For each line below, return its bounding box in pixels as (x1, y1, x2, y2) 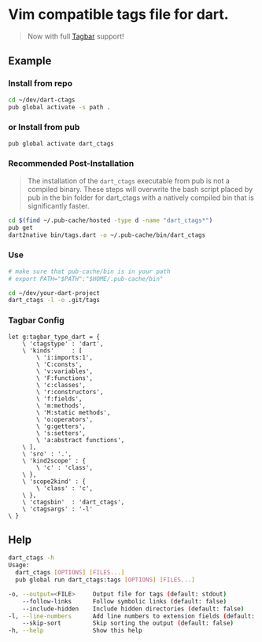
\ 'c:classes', (36, 381, 87, 389)
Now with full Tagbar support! (27, 31, 124, 41)
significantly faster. (27, 201, 90, 210)
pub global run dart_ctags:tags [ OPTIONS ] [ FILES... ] (15, 576, 195, 584)
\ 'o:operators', (36, 415, 93, 423)
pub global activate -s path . (8, 103, 111, 111)
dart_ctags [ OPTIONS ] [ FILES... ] (15, 569, 125, 577)
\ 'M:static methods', (36, 408, 111, 416)
